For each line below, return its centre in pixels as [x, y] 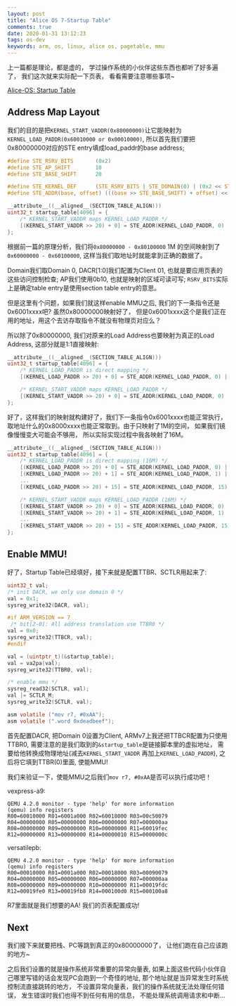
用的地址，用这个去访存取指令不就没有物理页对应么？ [84, 320]
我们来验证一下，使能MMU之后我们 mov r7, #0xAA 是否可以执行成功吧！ [110, 777]
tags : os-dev [26, 40]
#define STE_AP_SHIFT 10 [54, 167]
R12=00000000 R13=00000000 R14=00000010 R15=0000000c [88, 834]
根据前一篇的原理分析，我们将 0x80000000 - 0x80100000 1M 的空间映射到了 [114, 246]
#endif [17, 644]
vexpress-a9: [26, 791]
